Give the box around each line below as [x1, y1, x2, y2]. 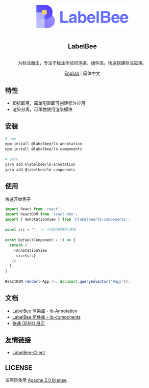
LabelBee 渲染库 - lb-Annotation [12, 308, 77, 314]
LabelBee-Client [12, 349, 45, 355]
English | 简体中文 [64, 70, 100, 76]
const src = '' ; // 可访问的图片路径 [5, 227, 76, 232]
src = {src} [16, 253, 36, 258]
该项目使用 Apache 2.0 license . [5, 377, 68, 383]
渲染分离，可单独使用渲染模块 [12, 106, 73, 113]
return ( [9, 242, 27, 248]
